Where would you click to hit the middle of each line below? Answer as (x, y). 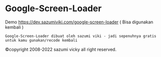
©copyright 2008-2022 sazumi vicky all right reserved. (61, 49)
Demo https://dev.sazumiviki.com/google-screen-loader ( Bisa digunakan (79, 22)
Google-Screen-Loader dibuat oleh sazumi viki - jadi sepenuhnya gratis (81, 36)
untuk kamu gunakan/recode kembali (41, 40)
